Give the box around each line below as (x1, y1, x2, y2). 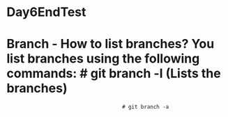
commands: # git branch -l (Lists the (6, 65, 221, 81)
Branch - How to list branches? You (6, 36, 215, 52)
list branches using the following (6, 51, 200, 67)
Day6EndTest (6, 4, 86, 20)
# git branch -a (121, 104, 169, 111)
